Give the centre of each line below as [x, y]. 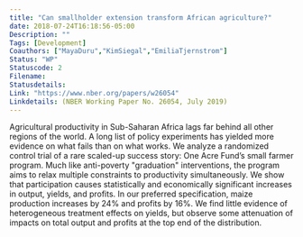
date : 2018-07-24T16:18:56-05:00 [72, 26]
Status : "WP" [34, 59]
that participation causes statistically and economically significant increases [151, 185]
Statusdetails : [38, 85]
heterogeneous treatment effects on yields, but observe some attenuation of [151, 214]
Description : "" [40, 34]
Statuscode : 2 [36, 68]
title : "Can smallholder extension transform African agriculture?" [141, 18]
